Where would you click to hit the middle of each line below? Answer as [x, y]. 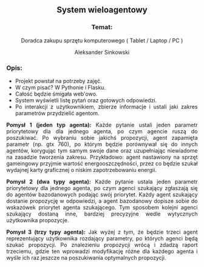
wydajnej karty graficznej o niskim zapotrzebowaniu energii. [81, 170]
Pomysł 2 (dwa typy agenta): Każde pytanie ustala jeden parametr [102, 182]
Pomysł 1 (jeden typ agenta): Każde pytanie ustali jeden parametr [102, 125]
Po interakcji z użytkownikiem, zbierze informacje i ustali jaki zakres [106, 107]
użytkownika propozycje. [38, 220]
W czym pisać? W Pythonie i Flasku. [60, 87]
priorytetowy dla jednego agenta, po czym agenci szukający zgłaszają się [102, 188]
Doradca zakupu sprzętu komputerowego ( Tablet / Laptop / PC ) [102, 40]
